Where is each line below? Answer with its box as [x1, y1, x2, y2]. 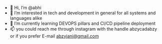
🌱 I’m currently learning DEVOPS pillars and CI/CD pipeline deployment [9, 20, 156, 26]
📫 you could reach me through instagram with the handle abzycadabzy [9, 26, 158, 32]
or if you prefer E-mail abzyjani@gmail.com [9, 33, 99, 39]
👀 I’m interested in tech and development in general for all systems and [9, 10, 156, 16]
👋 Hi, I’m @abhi [9, 5, 41, 10]
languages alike [9, 15, 42, 21]
